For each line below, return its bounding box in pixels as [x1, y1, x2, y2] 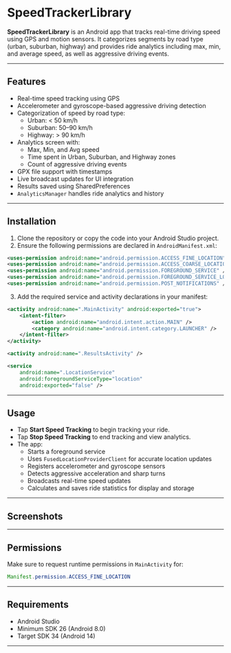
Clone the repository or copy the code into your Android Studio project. [16, 234, 219, 242]
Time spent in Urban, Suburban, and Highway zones [27, 153, 176, 161]
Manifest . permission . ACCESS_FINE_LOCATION [7, 573, 131, 580]
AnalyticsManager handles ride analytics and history [16, 189, 164, 197]
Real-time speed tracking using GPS [16, 94, 120, 103]
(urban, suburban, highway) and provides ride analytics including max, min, [7, 42, 221, 50]
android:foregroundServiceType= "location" [19, 375, 143, 383]
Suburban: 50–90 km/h [27, 123, 93, 131]
